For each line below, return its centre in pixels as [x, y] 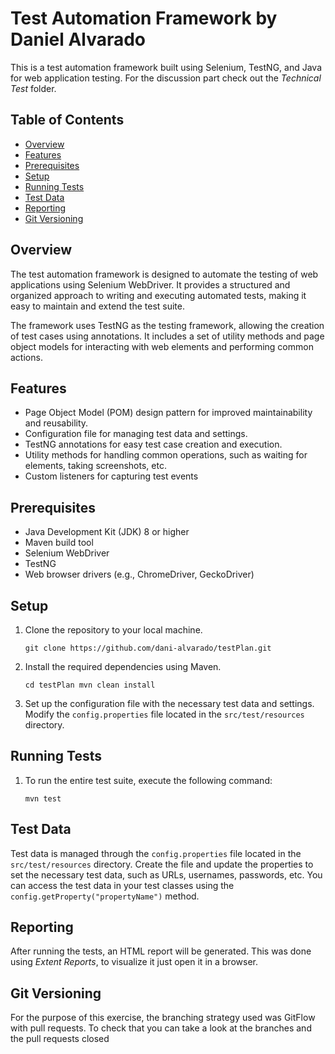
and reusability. [56, 423]
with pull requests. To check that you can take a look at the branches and [161, 1028]
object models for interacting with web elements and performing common [162, 346]
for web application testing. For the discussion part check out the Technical [166, 78]
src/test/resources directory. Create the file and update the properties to [162, 864]
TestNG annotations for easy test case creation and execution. [153, 444]
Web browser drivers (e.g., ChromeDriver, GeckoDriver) [139, 574]
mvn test [43, 798]
